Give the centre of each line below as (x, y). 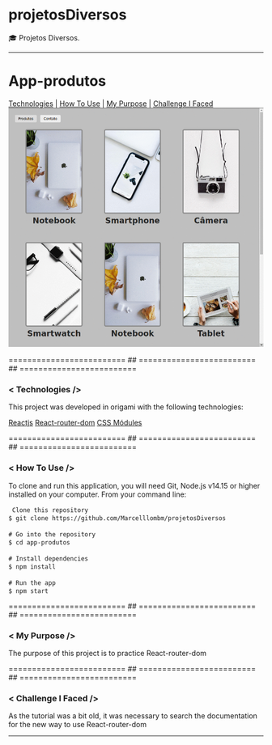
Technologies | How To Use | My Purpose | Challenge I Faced (111, 104)
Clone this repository (50, 510)
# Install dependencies (49, 559)
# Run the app (32, 583)
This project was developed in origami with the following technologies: (126, 407)
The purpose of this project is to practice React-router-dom (108, 653)
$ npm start (28, 591)
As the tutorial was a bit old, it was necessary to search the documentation (133, 716)
